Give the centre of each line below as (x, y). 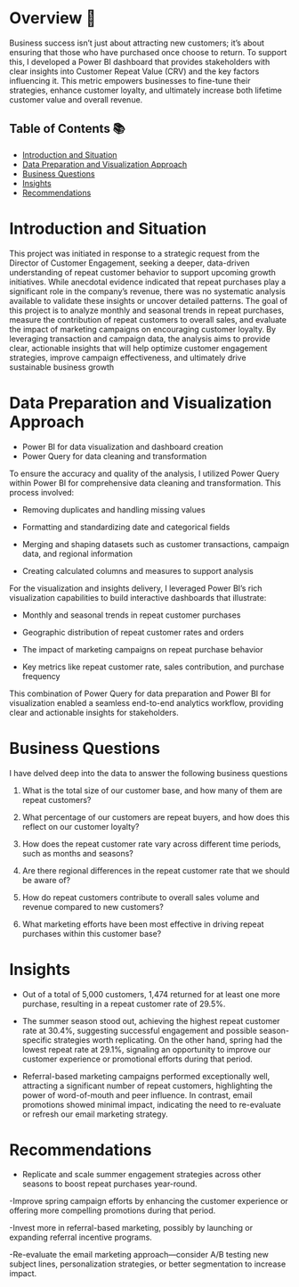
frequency (41, 676)
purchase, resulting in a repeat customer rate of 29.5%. (124, 1004)
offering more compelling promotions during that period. (113, 1210)
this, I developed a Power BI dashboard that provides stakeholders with (140, 61)
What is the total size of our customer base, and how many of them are (152, 790)
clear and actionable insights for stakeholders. (94, 712)
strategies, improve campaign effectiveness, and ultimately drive (128, 357)
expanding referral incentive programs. (81, 1237)
